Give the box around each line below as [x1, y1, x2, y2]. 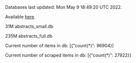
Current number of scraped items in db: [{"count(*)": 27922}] [5, 52, 132, 58]
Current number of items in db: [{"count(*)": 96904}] [5, 43, 114, 49]
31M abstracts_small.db [5, 23, 54, 29]
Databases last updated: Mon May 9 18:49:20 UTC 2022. [5, 4, 122, 10]
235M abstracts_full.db [5, 33, 53, 39]
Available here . [5, 14, 36, 19]
